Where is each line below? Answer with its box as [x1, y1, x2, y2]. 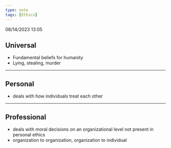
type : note [5, 7, 28, 13]
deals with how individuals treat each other [12, 93, 103, 100]
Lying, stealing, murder [12, 60, 61, 66]
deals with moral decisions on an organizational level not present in [12, 126, 154, 132]
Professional [5, 113, 46, 121]
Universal [5, 41, 37, 50]
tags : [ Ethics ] [5, 12, 38, 17]
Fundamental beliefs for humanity [12, 55, 83, 61]
